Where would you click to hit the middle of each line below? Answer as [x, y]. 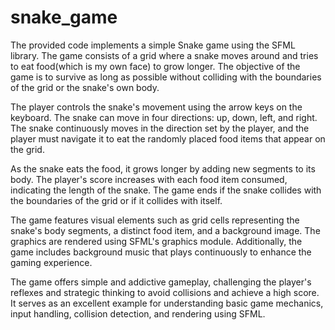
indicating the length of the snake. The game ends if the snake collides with [166, 190]
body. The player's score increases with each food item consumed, [149, 179]
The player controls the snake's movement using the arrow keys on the [156, 107]
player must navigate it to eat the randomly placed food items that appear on [168, 138]
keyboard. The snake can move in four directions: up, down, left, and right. [164, 117]
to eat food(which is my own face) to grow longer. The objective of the [155, 66]
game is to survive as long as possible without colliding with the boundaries [166, 77]
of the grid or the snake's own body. [85, 87]
